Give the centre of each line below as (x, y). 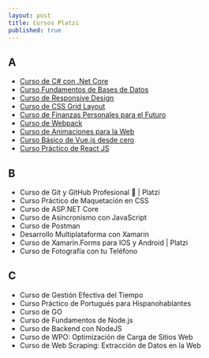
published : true (35, 30)
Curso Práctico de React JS (64, 149)
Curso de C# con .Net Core (64, 81)
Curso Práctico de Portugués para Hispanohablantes (105, 303)
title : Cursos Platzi (44, 23)
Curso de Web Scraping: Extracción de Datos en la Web (110, 345)
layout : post (30, 15)
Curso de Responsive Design (67, 98)
